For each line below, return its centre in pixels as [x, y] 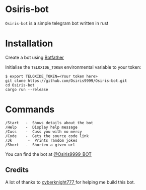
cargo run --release [27, 89]
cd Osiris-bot [20, 85]
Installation [29, 43]
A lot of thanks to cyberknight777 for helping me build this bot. [70, 182]
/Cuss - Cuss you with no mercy [44, 132]
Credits [17, 170]
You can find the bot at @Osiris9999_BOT [49, 154]
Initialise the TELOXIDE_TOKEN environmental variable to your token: [73, 67]
